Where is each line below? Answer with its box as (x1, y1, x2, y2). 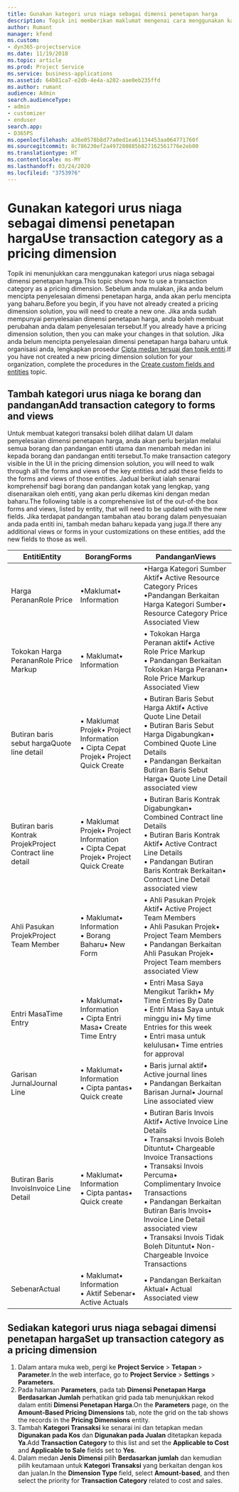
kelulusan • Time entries (143, 1040, 223, 1050)
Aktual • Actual (143, 1284, 192, 1294)
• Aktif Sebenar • (80, 1288, 137, 1298)
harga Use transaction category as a (7, 230, 223, 246)
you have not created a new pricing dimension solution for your (7, 352, 193, 360)
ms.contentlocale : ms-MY (7, 156, 81, 164)
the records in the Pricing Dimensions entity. (17, 1416, 151, 1424)
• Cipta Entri (80, 1013, 122, 1023)
